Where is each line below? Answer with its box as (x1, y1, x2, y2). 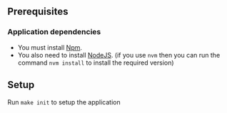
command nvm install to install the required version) (17, 58, 174, 67)
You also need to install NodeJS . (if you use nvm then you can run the (17, 50, 221, 59)
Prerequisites (7, 6, 69, 18)
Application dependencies (7, 27, 101, 37)
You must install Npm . (17, 43, 83, 52)
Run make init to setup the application (7, 97, 121, 106)
